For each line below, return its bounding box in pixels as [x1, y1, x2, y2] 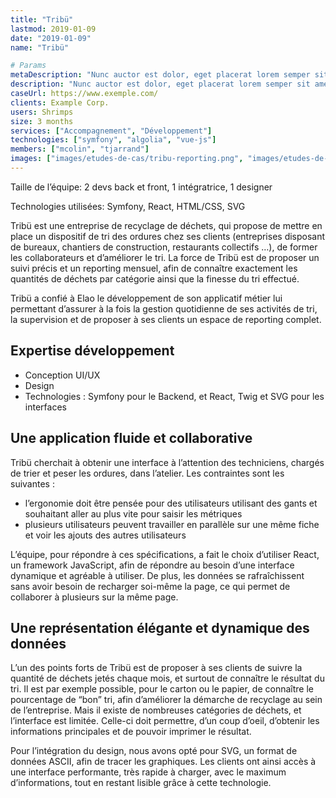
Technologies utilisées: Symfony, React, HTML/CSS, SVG [10, 200, 246, 212]
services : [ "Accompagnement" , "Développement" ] [10, 126, 213, 136]
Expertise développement [10, 342, 175, 360]
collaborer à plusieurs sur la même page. [10, 591, 179, 603]
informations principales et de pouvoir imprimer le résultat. [10, 726, 252, 738]
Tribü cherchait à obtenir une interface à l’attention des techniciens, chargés [10, 456, 325, 468]
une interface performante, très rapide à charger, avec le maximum [10, 766, 287, 778]
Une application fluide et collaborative [10, 430, 253, 447]
